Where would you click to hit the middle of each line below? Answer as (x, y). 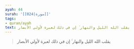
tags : (10, 18)
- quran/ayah (18, 23)
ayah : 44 (14, 9)
